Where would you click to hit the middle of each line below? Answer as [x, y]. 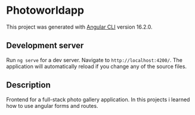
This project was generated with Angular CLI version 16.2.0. [80, 27]
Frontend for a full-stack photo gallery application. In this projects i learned [98, 100]
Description [28, 85]
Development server [45, 46]
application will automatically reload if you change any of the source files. [96, 66]
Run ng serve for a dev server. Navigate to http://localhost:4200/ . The [95, 60]
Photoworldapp [45, 10]
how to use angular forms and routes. [52, 105]
